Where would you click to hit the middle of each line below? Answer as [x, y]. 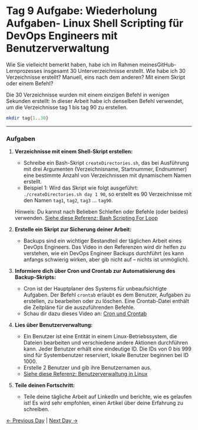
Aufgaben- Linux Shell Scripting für [95, 23]
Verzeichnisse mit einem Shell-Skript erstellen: [74, 152]
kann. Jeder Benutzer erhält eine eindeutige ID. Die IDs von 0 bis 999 [107, 349]
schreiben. [36, 409]
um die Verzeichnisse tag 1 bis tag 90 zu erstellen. [67, 107]
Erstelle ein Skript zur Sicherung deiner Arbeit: [73, 229]
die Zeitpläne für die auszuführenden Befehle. [79, 308]
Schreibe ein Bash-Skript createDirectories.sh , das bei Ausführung [106, 163]
